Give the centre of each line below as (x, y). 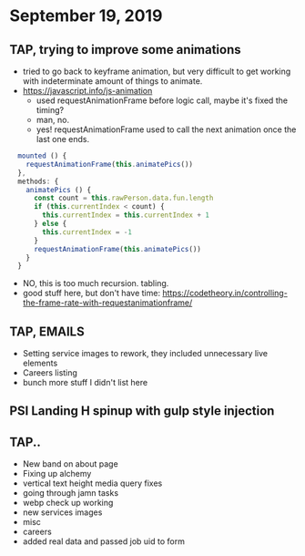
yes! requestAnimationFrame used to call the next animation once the (166, 129)
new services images (62, 512)
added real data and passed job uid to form (103, 541)
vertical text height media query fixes (92, 483)
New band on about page (70, 464)
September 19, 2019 (86, 16)
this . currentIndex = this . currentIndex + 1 (126, 215)
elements (40, 363)
